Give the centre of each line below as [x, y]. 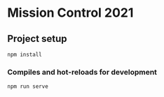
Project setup [37, 39]
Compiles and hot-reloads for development [82, 72]
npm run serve [28, 87]
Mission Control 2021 [70, 13]
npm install [25, 54]
